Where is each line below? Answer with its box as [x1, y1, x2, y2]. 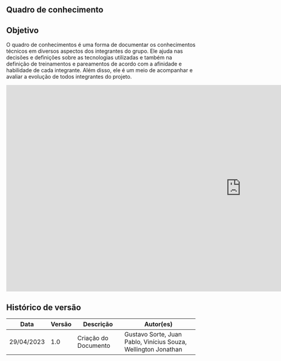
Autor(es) [144, 320, 173, 329]
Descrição [83, 320, 113, 329]
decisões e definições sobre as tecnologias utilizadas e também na [6, 54, 172, 61]
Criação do [77, 334, 109, 342]
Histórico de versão [6, 302, 81, 312]
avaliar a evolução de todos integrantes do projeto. [6, 73, 132, 80]
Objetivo [6, 25, 39, 35]
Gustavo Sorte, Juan [124, 330, 182, 339]
